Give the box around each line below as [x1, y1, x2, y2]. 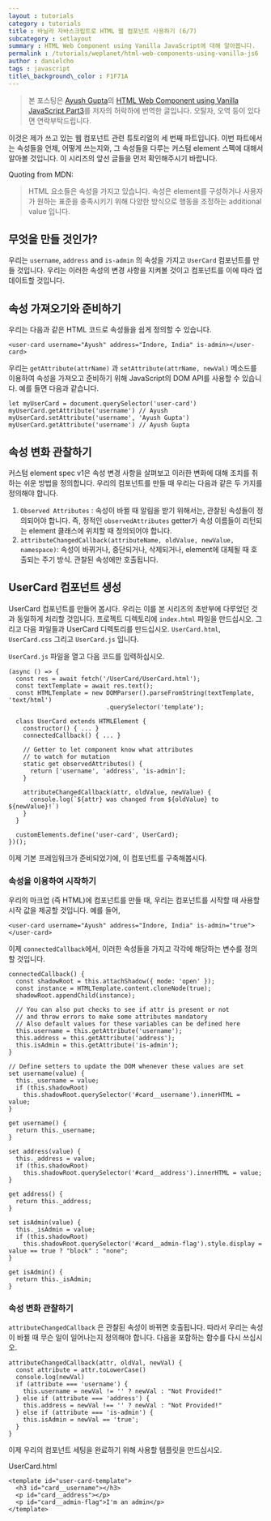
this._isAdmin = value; [15, 1226, 95, 1234]
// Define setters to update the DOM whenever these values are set [8, 1063, 244, 1071]
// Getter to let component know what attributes [23, 745, 194, 754]
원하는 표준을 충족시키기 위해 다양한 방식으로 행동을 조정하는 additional [36, 196, 262, 206]
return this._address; [15, 1198, 92, 1206]
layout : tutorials [8, 11, 74, 20]
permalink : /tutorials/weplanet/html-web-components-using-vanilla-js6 [8, 49, 259, 58]
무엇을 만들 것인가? [8, 233, 99, 246]
